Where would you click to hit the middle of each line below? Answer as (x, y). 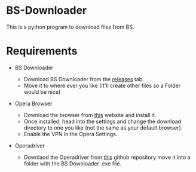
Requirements (42, 51)
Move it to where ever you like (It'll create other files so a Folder (102, 85)
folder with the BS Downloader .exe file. (72, 163)
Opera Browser (33, 103)
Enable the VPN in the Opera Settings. (71, 134)
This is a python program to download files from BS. (70, 27)
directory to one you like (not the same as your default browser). (103, 128)
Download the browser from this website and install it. (90, 115)
